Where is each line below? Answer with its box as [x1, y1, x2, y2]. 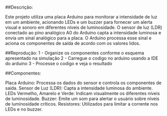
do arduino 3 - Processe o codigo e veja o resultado [5, 61, 112, 66]
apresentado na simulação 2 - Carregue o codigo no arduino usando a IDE [5, 55, 158, 61]
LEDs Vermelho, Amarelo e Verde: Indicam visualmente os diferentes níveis [5, 91, 160, 96]
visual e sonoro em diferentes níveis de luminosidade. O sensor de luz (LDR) [5, 24, 162, 30]
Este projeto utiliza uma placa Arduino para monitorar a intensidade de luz [5, 14, 157, 19]
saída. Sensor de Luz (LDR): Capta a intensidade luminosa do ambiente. [5, 85, 153, 91]
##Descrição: [5, 4, 33, 10]
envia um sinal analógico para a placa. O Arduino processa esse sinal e [5, 35, 151, 41]
